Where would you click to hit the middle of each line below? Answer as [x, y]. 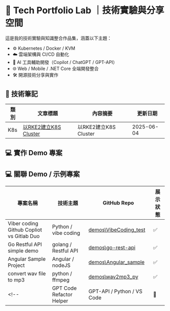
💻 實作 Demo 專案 [34, 153]
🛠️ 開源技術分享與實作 [35, 75]
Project [16, 265]
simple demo [23, 251]
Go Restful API [25, 244]
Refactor [62, 294]
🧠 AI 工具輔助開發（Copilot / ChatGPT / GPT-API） [65, 62]
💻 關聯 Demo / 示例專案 [42, 174]
